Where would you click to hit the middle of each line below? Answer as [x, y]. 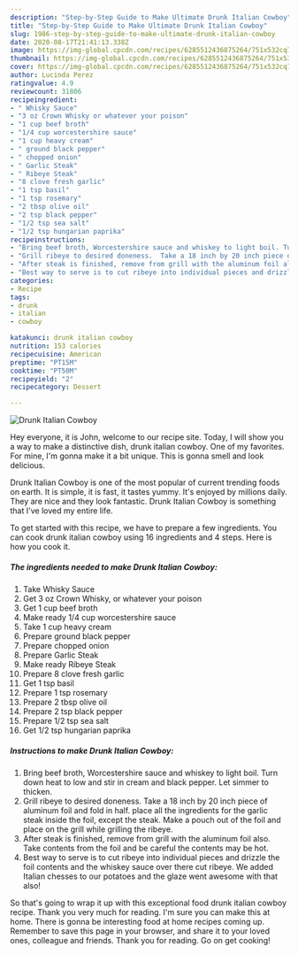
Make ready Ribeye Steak [69, 665]
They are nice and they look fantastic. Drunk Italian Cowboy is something [143, 502]
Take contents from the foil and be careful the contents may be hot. [145, 848]
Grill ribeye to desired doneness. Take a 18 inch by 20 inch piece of [145, 801]
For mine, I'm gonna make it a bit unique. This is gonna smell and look [137, 456]
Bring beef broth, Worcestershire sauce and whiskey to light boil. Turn [150, 773]
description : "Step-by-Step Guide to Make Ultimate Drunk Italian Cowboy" [151, 17]
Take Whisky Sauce [59, 589]
